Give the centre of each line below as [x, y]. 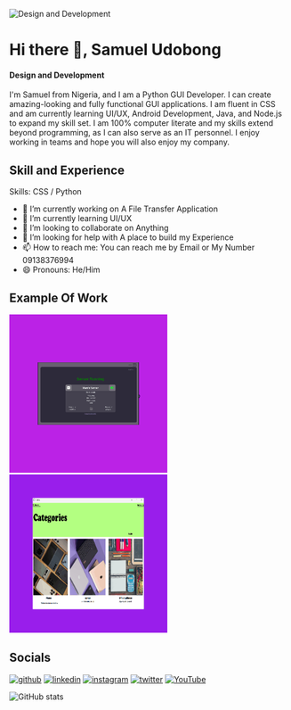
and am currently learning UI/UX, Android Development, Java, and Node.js [146, 114]
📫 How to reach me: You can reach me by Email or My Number [138, 248]
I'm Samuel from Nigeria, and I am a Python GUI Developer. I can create [140, 95]
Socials [30, 658]
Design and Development [57, 75]
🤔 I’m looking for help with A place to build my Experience [128, 237]
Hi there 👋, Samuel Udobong [115, 50]
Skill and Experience [67, 170]
